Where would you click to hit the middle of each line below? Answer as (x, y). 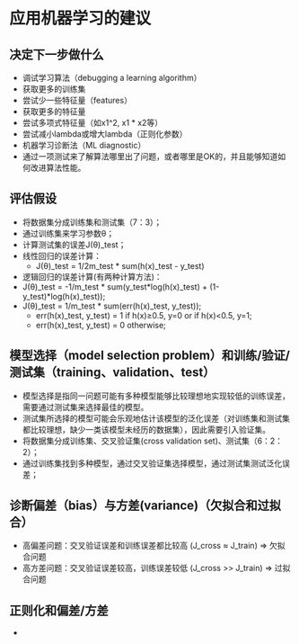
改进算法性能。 (58, 168)
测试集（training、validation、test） (112, 373)
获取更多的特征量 (54, 112)
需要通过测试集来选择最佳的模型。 (85, 407)
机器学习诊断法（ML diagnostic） (84, 145)
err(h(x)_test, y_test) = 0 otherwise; (101, 325)
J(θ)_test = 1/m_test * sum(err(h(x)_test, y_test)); (112, 306)
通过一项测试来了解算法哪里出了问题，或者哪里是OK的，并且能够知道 (150, 157)
